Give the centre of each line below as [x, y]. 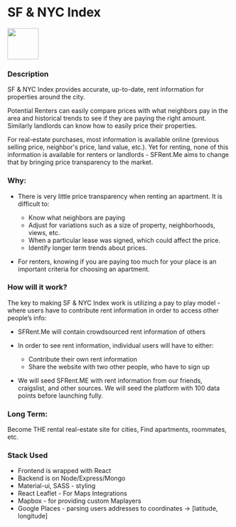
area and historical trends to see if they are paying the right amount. [107, 119]
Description [28, 74]
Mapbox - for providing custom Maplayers [79, 501]
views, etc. [44, 232]
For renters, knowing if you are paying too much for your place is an [117, 261]
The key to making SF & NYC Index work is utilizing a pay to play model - [114, 303]
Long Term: [28, 414]
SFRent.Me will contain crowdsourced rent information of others [112, 332]
